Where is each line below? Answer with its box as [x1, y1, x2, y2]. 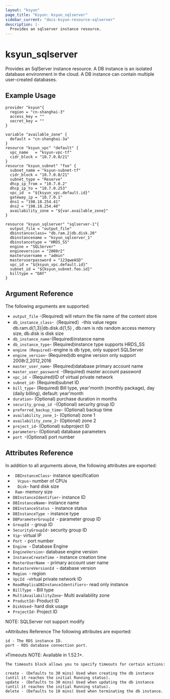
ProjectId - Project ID [12, 608, 58, 614]
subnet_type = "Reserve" [10, 176, 63, 182]
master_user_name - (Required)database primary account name [12, 363, 143, 369]
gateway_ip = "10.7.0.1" [10, 194, 63, 200]
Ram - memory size [15, 488, 53, 495]
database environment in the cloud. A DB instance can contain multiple [5, 71, 155, 77]
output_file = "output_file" [10, 226, 72, 231]
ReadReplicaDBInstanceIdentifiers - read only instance [12, 581, 129, 587]
